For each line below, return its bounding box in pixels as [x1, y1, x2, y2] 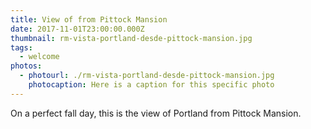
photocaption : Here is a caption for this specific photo [28, 80, 275, 90]
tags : [10, 42, 33, 53]
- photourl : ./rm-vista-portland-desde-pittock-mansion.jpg [19, 71, 275, 81]
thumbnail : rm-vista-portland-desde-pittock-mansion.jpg [10, 33, 253, 43]
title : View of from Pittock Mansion [10, 14, 168, 25]
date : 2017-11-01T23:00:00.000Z [10, 24, 145, 34]
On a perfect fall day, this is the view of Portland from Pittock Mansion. [10, 107, 302, 119]
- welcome [19, 52, 60, 62]
